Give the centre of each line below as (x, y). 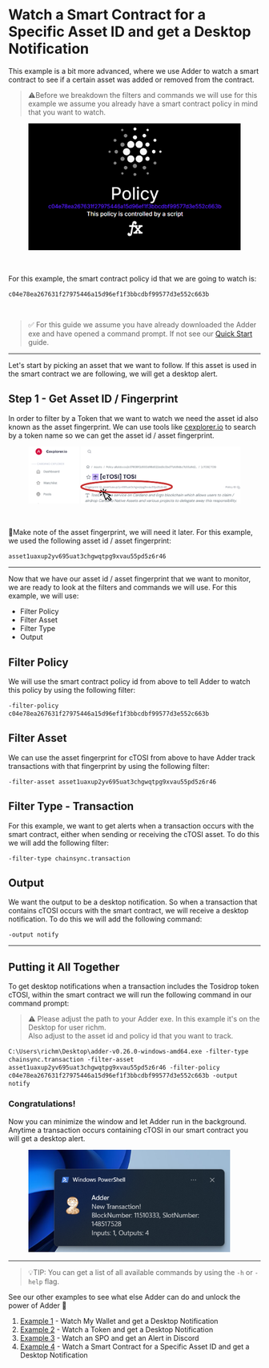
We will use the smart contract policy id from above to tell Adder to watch (129, 682)
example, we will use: (44, 596)
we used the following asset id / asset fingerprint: (90, 541)
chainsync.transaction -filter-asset (71, 1060)
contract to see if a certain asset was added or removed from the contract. (131, 79)
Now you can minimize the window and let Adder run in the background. (127, 1121)
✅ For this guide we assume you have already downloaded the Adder (142, 324)
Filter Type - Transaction (71, 806)
